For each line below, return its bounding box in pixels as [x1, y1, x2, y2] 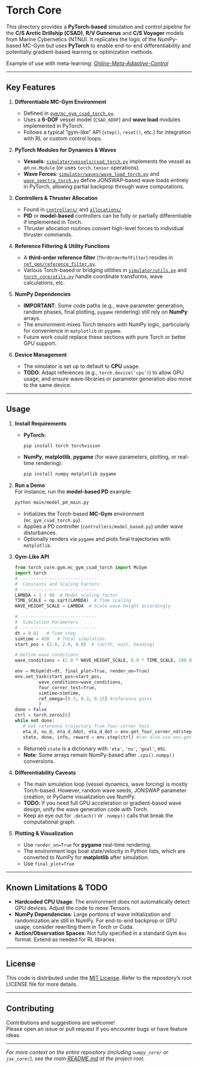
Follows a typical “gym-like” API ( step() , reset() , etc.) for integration [23, 128, 192, 135]
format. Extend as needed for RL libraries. [14, 936, 116, 943]
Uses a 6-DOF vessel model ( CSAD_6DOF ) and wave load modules [23, 116, 181, 123]
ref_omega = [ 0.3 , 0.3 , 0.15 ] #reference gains [38, 696, 153, 702]
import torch [14, 570, 47, 576]
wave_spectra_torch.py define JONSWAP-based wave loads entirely [23, 176, 189, 183]
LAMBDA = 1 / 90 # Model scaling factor [14, 592, 118, 598]
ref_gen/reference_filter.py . [23, 260, 97, 267]
